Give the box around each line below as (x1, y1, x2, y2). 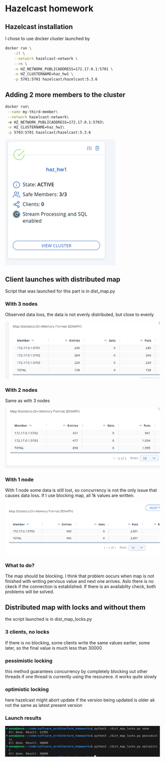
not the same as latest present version (5, 702, 82, 708)
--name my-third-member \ (7, 109, 58, 114)
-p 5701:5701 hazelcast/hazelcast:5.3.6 (14, 77, 98, 82)
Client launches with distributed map (5, 275, 121, 284)
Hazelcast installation (5, 23, 73, 31)
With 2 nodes (5, 386, 38, 393)
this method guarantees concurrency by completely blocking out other (5, 668, 148, 674)
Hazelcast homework (5, 3, 94, 14)
